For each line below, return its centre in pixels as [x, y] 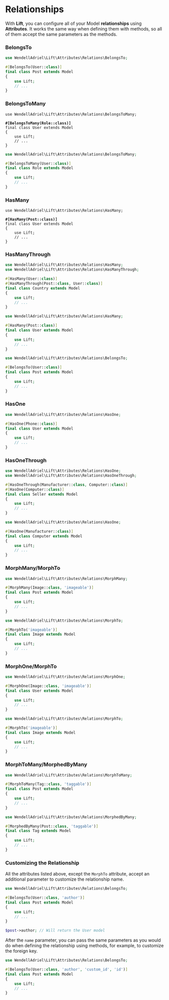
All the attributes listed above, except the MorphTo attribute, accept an [77, 874]
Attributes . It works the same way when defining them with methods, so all [84, 28]
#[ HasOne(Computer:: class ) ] [35, 489]
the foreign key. [22, 951]
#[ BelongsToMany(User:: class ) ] [38, 164]
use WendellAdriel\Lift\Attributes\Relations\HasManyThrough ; [72, 270]
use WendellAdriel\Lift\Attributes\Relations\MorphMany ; [67, 578]
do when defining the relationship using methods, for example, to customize [85, 946]
